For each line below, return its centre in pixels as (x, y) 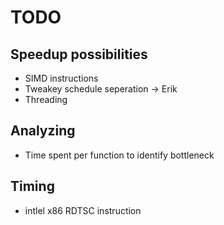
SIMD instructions (61, 78)
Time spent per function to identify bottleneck (119, 155)
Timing (32, 186)
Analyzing (43, 131)
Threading (46, 99)
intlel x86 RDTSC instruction (83, 210)
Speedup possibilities (79, 54)
